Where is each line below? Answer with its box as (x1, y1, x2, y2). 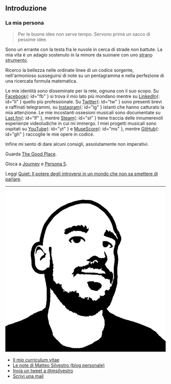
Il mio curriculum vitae (12, 356, 60, 363)
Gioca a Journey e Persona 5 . (5, 161, 68, 167)
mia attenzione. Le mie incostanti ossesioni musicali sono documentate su (5, 109, 161, 115)
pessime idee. (17, 36, 47, 42)
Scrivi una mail (12, 373, 44, 379)
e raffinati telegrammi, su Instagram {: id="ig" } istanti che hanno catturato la (5, 104, 164, 110)
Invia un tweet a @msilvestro (12, 367, 73, 374)
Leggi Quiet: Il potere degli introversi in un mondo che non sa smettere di (5, 170, 158, 176)
